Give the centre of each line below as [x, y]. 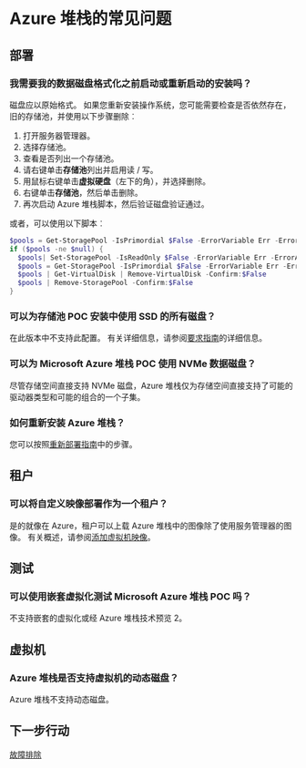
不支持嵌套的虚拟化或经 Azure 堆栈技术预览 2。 [98, 618]
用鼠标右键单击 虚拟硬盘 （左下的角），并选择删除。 [117, 181]
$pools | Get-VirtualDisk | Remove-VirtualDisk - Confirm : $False [142, 274]
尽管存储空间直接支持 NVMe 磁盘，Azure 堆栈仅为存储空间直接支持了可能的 [151, 385]
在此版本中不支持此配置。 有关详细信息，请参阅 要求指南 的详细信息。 [138, 338]
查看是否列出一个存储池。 [71, 158]
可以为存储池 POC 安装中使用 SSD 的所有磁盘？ [113, 316]
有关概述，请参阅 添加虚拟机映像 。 [91, 537]
